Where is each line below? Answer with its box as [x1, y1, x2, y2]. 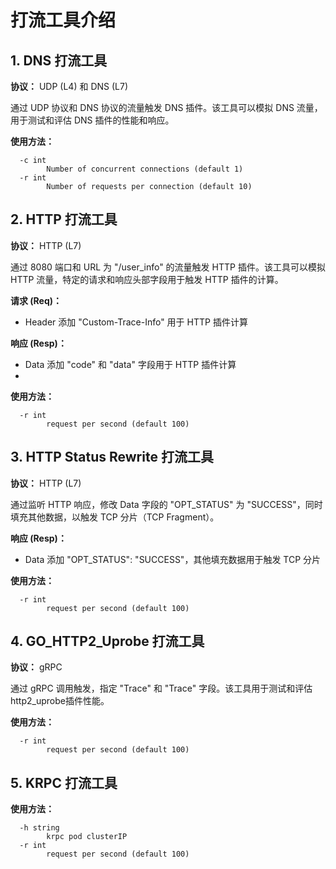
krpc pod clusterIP [46, 832, 128, 842]
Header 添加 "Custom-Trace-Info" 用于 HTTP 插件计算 [24, 316, 248, 328]
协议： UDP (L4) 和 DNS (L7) [10, 81, 129, 92]
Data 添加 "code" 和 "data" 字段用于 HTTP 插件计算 [24, 358, 237, 370]
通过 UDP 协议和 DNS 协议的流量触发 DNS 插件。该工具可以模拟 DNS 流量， [10, 102, 323, 113]
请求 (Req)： [10, 294, 63, 306]
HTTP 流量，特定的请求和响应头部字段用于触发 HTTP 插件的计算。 [10, 273, 284, 285]
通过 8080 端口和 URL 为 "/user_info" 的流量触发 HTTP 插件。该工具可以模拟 [10, 261, 326, 273]
